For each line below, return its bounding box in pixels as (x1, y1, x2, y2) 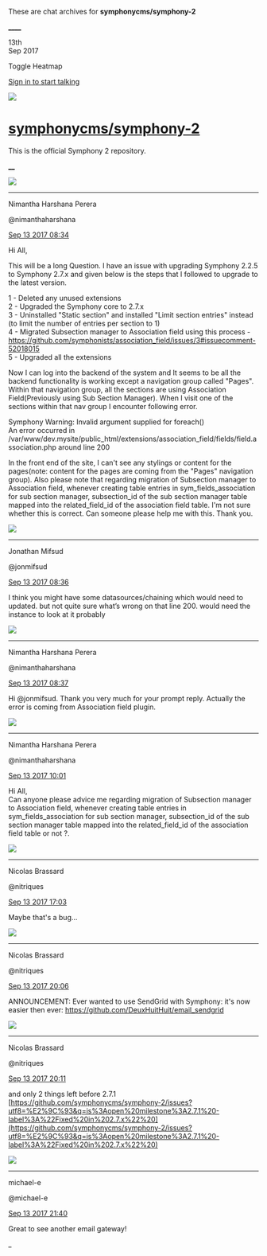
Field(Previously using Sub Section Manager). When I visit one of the (8, 393, 234, 403)
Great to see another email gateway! (8, 1223, 127, 1233)
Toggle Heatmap (8, 61, 63, 71)
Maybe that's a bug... (8, 912, 78, 922)
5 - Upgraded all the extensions (8, 352, 112, 361)
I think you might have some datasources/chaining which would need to (8, 592, 244, 602)
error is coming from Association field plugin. (8, 702, 157, 712)
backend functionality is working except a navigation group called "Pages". (8, 376, 254, 385)
